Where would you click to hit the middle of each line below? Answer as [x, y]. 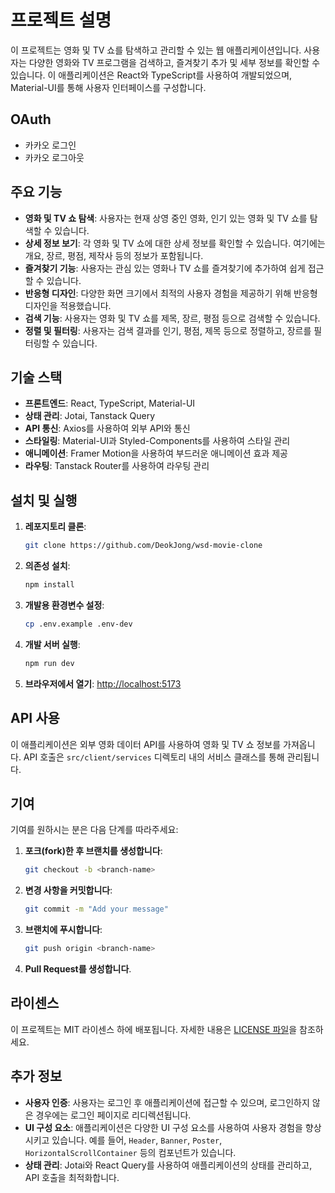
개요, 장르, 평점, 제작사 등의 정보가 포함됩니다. [114, 255]
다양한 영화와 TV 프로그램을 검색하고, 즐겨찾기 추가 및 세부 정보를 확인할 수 [174, 62]
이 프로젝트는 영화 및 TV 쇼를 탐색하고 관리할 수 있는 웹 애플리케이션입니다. [156, 50]
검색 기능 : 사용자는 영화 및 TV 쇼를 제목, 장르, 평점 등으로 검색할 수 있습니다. [172, 318]
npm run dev [49, 663]
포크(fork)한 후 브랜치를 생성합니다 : [93, 851]
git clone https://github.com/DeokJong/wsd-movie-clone [143, 546]
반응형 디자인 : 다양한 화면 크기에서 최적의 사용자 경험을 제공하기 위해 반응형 [171, 293]
